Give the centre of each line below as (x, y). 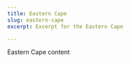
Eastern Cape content (38, 52)
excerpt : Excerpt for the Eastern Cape (65, 26)
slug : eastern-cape (36, 20)
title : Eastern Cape (37, 13)
